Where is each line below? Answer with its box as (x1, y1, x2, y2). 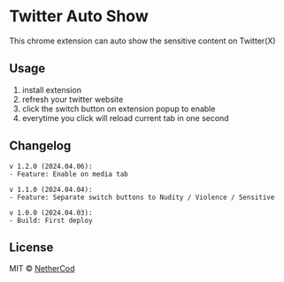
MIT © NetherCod (9, 263, 75, 274)
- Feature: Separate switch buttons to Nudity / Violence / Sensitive (9, 193, 275, 202)
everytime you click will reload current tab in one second (21, 112, 229, 123)
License (9, 240, 54, 255)
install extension (21, 84, 82, 95)
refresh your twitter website (21, 94, 124, 104)
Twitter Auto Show (9, 6, 149, 27)
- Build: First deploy (9, 216, 93, 225)
